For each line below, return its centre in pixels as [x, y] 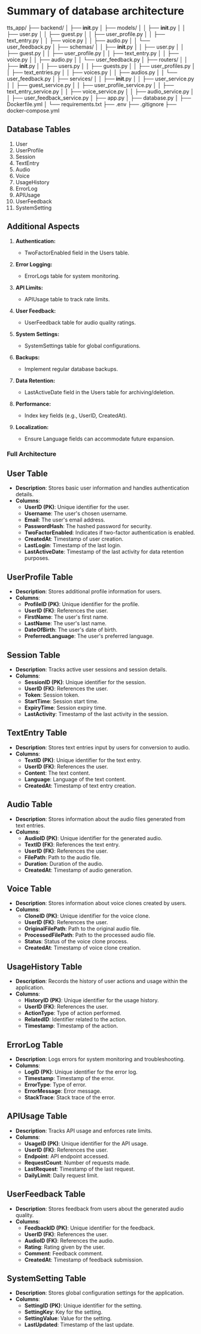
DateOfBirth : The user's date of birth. [71, 630]
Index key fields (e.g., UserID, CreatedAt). [76, 415]
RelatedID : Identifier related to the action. [75, 1020]
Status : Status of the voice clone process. [76, 942]
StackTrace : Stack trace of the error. [70, 1097]
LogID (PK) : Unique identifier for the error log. [81, 1072]
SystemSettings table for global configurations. [83, 346]
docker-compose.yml [33, 110]
